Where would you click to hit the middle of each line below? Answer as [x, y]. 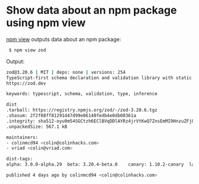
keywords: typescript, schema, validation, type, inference [82, 94]
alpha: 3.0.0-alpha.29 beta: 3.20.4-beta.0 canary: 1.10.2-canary [95, 164]
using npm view [46, 23]
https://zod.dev [26, 83]
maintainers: [22, 137]
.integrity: [21, 121]
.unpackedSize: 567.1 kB [37, 127]
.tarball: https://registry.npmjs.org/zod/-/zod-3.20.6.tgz [82, 110]
